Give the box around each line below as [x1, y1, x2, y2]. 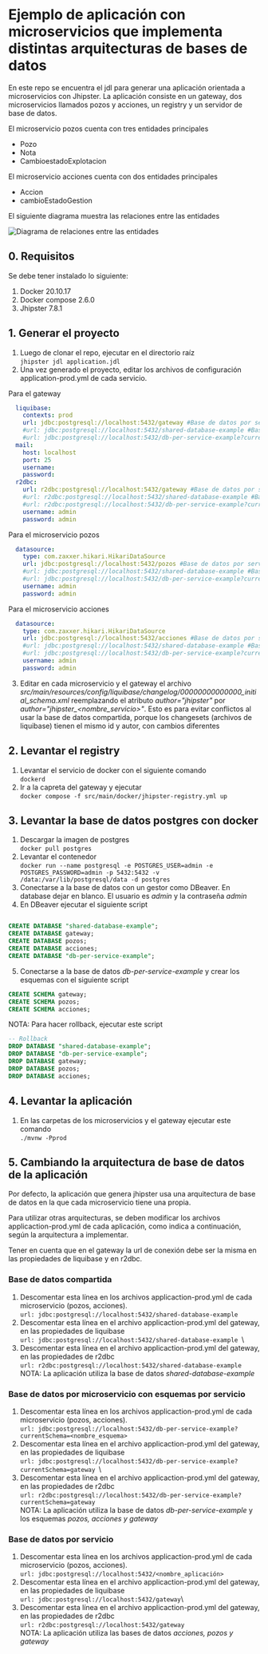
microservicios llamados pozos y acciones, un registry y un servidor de [8, 100, 243, 109]
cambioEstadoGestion [19, 196, 93, 205]
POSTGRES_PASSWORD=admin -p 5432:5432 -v [19, 869, 160, 877]
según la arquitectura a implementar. [8, 1230, 129, 1240]
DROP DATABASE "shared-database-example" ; [8, 1043, 152, 1051]
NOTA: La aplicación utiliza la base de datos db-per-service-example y [19, 1505, 254, 1514]
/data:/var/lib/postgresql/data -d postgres [19, 876, 171, 884]
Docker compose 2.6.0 [19, 295, 96, 304]
